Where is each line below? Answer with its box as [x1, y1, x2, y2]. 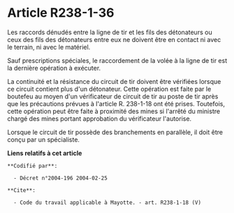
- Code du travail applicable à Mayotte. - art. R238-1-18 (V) [13, 199, 201, 206]
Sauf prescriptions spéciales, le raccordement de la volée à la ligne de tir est [7, 56, 228, 64]
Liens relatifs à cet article [7, 149, 82, 157]
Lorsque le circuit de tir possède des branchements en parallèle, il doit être [7, 128, 224, 136]
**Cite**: [7, 186, 36, 193]
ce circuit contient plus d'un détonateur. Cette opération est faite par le [7, 85, 212, 93]
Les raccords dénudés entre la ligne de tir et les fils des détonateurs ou [7, 28, 212, 36]
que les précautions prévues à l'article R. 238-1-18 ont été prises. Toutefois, [7, 99, 226, 108]
